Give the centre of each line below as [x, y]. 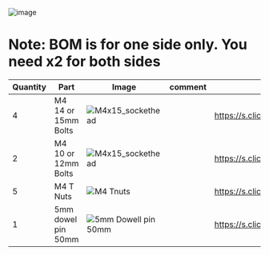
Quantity [29, 86]
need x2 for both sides [84, 62]
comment [188, 86]
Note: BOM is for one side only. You [128, 45]
